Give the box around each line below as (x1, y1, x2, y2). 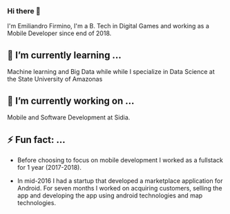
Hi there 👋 (7, 6, 41, 16)
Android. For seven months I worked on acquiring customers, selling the (17, 184, 222, 192)
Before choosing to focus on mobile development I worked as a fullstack (17, 155, 223, 164)
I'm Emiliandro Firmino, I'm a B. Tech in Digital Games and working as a (7, 22, 209, 30)
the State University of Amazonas (7, 75, 103, 84)
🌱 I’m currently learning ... (7, 49, 122, 61)
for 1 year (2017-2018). (17, 163, 82, 171)
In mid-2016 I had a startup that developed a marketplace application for (17, 176, 223, 185)
